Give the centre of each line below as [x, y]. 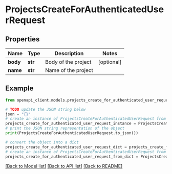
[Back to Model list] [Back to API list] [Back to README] [64, 166]
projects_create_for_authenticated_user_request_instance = [71, 123]
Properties [23, 39]
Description [69, 53]
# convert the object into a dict [42, 142]
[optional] [110, 62]
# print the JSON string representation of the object [65, 129]
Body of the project [68, 62]
